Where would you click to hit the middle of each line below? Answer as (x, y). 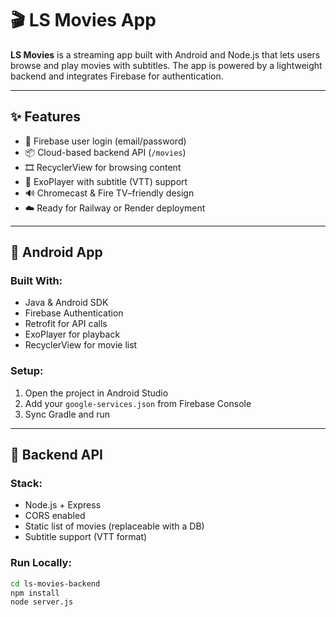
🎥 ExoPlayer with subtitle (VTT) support (106, 181)
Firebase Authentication (74, 313)
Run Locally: (41, 563)
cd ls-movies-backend (55, 583)
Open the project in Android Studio (96, 393)
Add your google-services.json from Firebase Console (138, 403)
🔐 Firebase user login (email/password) (105, 141)
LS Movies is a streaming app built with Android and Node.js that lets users (165, 54)
